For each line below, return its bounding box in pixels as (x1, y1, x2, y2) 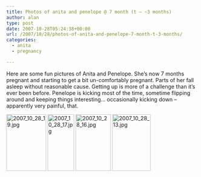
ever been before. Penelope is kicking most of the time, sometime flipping (6, 89, 191, 97)
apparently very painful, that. (6, 102, 79, 109)
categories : (6, 37, 36, 43)
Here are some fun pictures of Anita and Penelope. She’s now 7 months (6, 70, 185, 77)
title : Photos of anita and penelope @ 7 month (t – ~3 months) (6, 8, 172, 15)
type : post (6, 20, 34, 26)
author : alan (6, 14, 39, 21)
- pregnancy (12, 48, 42, 54)
